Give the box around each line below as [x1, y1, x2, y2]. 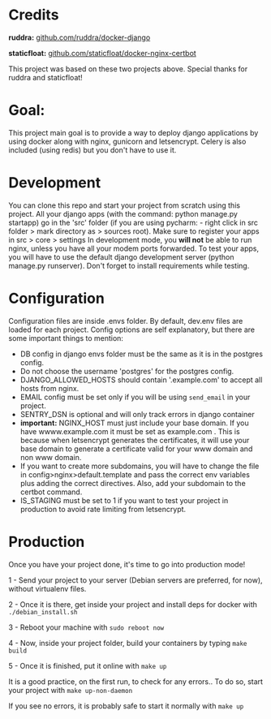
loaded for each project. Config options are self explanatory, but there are [8, 325, 256, 334]
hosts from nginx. [19, 383, 80, 393]
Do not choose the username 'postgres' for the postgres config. [19, 366, 234, 376]
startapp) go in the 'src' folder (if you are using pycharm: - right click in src [8, 217, 258, 227]
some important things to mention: [8, 333, 124, 342]
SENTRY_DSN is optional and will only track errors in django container [19, 409, 255, 419]
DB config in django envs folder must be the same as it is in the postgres [19, 349, 264, 359]
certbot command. [19, 487, 83, 497]
